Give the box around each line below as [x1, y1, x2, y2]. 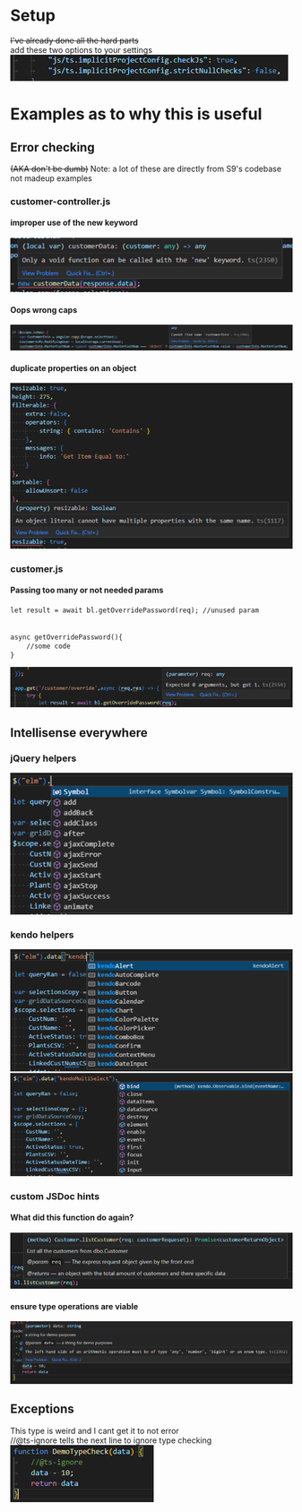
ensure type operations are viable [10, 1300, 139, 1311]
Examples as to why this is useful [10, 104, 263, 125]
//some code [26, 642, 71, 651]
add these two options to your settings [10, 44, 153, 55]
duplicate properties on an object [10, 362, 137, 373]
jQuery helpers [10, 752, 77, 765]
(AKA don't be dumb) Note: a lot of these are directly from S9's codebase [10, 163, 281, 174]
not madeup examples [10, 172, 92, 184]
